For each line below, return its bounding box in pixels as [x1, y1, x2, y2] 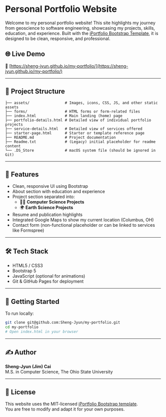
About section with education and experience [12, 189, 105, 195]
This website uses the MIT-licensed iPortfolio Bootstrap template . [5, 401, 138, 407]
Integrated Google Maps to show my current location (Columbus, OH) [12, 217, 154, 223]
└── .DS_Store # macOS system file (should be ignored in [5, 148, 156, 153]
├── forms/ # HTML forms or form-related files [5, 109, 140, 114]
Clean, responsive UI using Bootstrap [12, 183, 88, 189]
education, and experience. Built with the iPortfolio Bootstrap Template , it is [5, 30, 159, 36]
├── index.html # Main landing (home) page [5, 113, 123, 118]
